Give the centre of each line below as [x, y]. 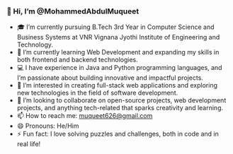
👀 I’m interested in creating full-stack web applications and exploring [117, 85]
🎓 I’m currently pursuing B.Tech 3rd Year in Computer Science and [115, 27]
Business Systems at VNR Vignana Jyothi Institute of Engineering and [118, 37]
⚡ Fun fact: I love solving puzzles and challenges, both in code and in [118, 134]
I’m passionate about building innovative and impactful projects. [110, 78]
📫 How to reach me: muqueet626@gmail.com [85, 116]
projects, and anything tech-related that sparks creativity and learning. [120, 108]
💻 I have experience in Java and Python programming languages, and [119, 68]
